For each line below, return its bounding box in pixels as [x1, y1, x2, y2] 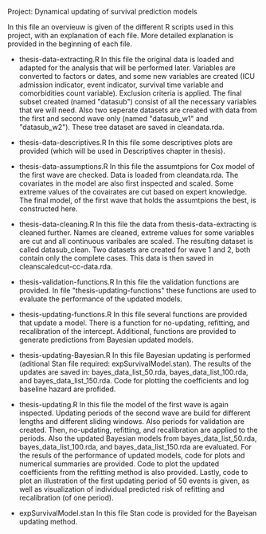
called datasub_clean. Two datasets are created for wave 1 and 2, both [18, 245, 251, 254]
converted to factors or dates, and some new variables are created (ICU [18, 72, 256, 80]
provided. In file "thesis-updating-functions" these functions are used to [18, 286, 256, 295]
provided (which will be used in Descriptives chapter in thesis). [18, 147, 226, 155]
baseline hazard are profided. [18, 384, 116, 394]
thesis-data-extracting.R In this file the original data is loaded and [18, 55, 234, 64]
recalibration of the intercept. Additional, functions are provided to [18, 327, 237, 336]
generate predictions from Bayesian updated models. [18, 335, 194, 344]
